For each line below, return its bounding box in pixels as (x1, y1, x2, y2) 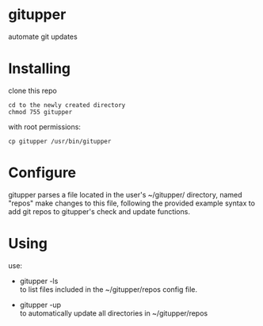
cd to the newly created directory (8, 101, 126, 109)
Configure (8, 164, 77, 182)
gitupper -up (19, 300, 62, 309)
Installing (8, 59, 71, 78)
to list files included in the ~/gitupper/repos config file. (19, 284, 198, 294)
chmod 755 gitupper (8, 108, 73, 116)
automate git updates (8, 32, 78, 41)
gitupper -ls (19, 276, 59, 286)
